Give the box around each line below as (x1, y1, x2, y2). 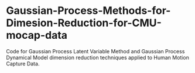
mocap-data (6, 29, 68, 42)
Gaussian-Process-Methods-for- (6, 4, 171, 17)
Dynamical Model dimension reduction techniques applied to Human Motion (6, 54, 189, 61)
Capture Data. (6, 60, 40, 67)
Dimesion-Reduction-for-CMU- (6, 16, 162, 30)
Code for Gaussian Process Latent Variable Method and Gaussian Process (6, 48, 185, 54)
